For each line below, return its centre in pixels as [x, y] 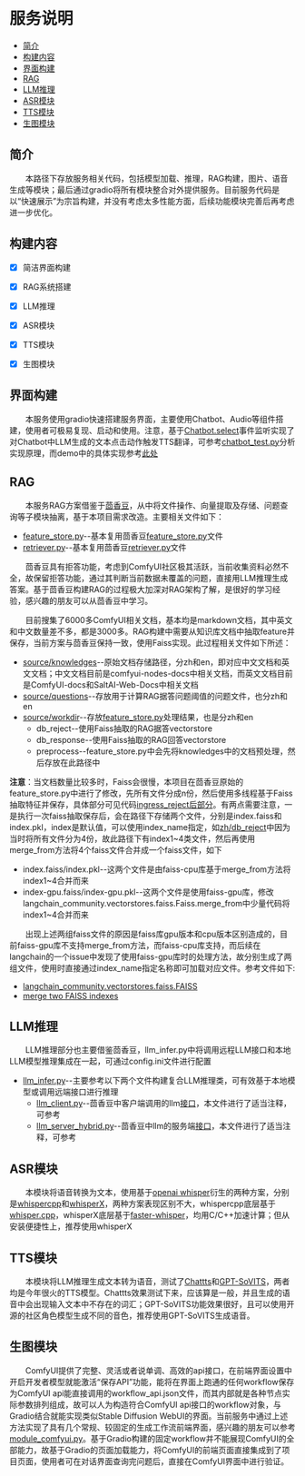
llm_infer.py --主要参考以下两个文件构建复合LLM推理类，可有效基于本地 [155, 1081]
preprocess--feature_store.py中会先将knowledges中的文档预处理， [162, 751]
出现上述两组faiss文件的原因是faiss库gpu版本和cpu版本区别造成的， [153, 934]
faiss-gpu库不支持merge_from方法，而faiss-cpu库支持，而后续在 [139, 945]
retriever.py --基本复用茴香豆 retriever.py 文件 [104, 547]
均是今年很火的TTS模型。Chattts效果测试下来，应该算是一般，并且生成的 [146, 1293]
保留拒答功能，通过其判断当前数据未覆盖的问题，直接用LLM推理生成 [161, 578]
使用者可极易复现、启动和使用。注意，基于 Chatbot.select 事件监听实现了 [160, 430]
